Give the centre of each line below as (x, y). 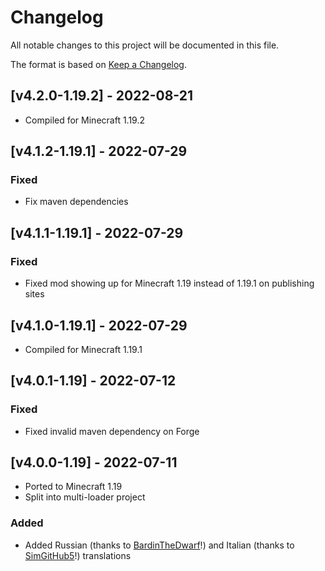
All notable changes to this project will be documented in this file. (145, 45)
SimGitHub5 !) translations (78, 555)
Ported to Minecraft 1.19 (73, 487)
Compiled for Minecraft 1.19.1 (83, 349)
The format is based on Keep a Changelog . (98, 64)
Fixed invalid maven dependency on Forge (112, 431)
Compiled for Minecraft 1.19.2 (85, 120)
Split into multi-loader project (85, 497)
